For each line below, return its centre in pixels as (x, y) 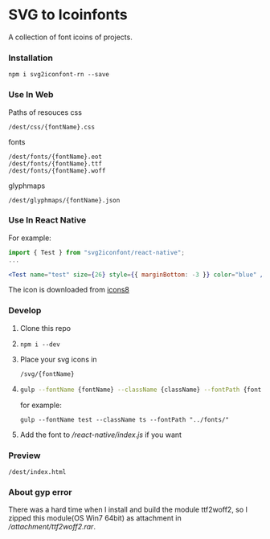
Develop (25, 311)
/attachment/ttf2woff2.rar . (52, 527)
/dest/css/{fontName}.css (51, 127)
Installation (31, 58)
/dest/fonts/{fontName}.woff (57, 170)
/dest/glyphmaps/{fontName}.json (64, 200)
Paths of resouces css (45, 112)
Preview (25, 455)
